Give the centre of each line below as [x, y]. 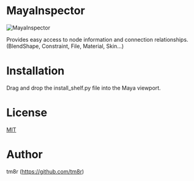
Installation [35, 71]
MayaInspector [46, 11]
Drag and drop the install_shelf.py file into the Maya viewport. [84, 88]
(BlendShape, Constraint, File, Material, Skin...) [65, 46]
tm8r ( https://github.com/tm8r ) [45, 171]
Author [24, 155]
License [27, 113]
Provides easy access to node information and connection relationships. [97, 39]
